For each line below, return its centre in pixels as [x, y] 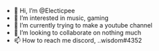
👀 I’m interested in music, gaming [61, 18]
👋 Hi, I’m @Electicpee [44, 11]
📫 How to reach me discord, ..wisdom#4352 [78, 40]
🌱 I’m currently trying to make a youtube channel [83, 25]
